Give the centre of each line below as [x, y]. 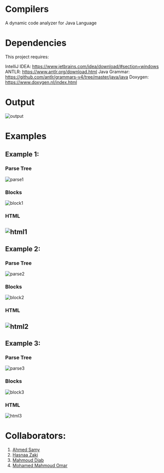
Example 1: [22, 154]
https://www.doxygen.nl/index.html [41, 82]
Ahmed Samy [26, 449]
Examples [26, 136]
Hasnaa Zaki [25, 455]
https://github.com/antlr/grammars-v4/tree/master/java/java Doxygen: [77, 77]
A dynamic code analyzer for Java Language [51, 23]
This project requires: [27, 57]
